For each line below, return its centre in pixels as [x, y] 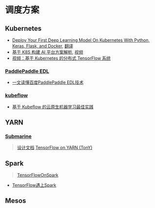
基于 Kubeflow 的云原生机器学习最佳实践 [53, 107]
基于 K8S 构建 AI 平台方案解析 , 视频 [48, 52]
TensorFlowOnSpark [38, 175]
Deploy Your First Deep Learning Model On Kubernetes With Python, [81, 40]
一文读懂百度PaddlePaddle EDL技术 [48, 82]
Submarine [18, 136]
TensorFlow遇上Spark [34, 185]
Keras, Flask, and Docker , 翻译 [42, 46]
